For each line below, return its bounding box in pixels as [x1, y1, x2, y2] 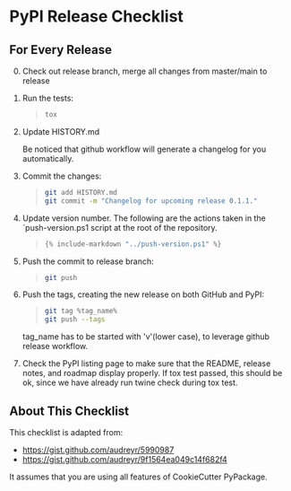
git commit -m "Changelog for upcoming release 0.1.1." [44, 196, 258, 206]
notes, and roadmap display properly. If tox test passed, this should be [21, 368, 283, 379]
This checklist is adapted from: [9, 426, 124, 437]
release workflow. [21, 341, 88, 352]
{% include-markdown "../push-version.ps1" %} [44, 240, 222, 249]
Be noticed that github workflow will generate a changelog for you [21, 144, 267, 154]
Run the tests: [21, 92, 74, 103]
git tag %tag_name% [44, 307, 118, 316]
